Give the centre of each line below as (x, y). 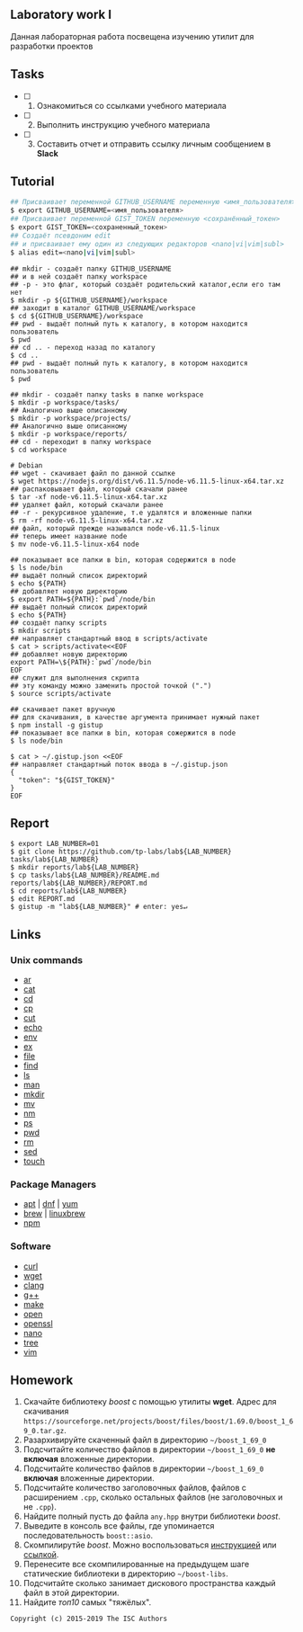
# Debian (27, 465)
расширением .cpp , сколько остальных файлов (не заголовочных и (153, 1497)
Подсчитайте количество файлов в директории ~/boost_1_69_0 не (149, 1449)
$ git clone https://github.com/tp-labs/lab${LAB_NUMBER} (121, 852)
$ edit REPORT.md (43, 899)
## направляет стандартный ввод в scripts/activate (109, 638)
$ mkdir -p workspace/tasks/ (65, 402)
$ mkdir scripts (40, 630)
